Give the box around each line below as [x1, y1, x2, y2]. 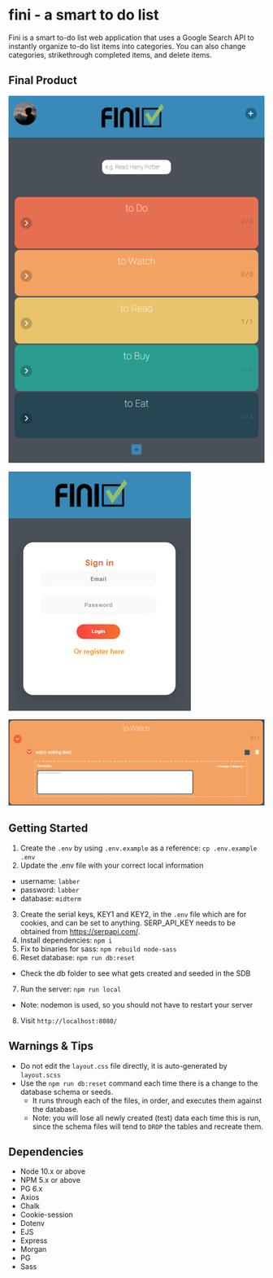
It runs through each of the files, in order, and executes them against [32, 1096, 262, 1105]
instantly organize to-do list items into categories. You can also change [8, 41, 246, 51]
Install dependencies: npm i [19, 935, 112, 945]
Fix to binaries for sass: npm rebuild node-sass [19, 943, 177, 954]
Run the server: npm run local [19, 984, 122, 994]
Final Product [8, 73, 77, 87]
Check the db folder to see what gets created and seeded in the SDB [19, 968, 251, 978]
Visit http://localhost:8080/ [19, 1016, 118, 1025]
